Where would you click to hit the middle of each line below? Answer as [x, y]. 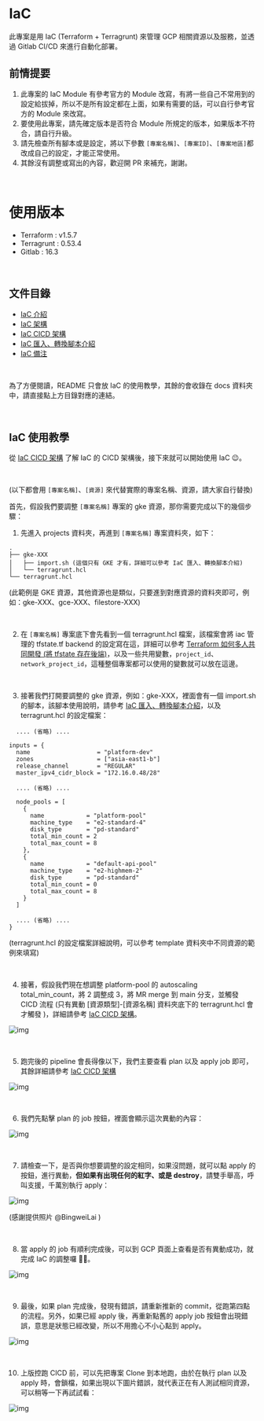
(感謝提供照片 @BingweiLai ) [55, 1217]
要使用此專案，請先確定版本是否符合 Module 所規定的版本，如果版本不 [134, 123]
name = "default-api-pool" [93, 864]
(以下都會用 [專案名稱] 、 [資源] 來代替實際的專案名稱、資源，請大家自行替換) [131, 490]
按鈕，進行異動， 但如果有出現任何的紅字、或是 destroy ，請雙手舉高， [134, 1176]
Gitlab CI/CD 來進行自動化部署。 [70, 46]
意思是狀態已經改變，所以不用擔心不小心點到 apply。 [120, 1326]
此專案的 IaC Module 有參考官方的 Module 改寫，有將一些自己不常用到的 [137, 94]
